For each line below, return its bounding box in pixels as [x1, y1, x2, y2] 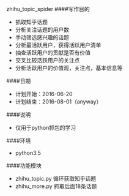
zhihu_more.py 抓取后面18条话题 [15, 183, 97, 190]
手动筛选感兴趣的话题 [15, 34, 69, 41]
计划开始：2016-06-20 [15, 91, 73, 97]
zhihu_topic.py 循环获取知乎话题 [15, 175, 97, 182]
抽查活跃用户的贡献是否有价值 [15, 49, 90, 56]
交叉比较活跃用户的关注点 [15, 57, 80, 64]
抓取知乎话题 [15, 18, 48, 26]
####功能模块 [6, 162, 42, 169]
